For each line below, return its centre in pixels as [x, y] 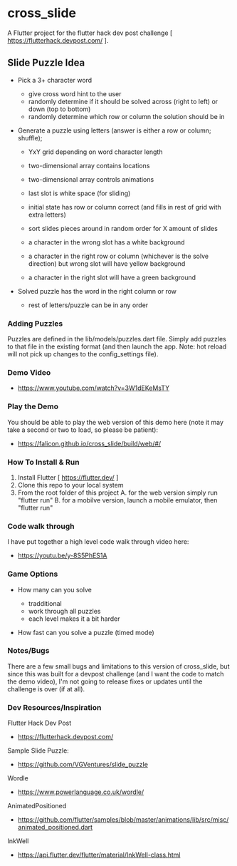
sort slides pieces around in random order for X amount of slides [123, 228]
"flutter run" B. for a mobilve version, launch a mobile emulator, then [117, 500]
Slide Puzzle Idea [46, 63]
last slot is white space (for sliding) [79, 193]
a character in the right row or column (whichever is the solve [118, 256]
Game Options [33, 574]
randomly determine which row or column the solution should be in [126, 116]
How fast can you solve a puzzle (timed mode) [86, 632]
